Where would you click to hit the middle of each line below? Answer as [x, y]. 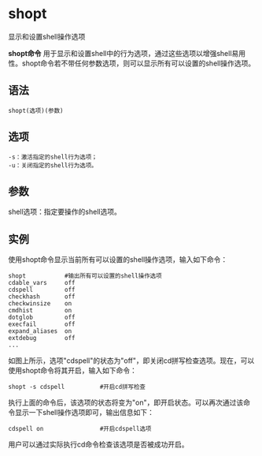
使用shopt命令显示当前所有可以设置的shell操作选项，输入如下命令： [118, 260]
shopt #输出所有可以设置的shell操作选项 [85, 276]
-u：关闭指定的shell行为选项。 [53, 165]
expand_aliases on [40, 331]
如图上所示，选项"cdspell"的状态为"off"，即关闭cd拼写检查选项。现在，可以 [131, 361]
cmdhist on [40, 311]
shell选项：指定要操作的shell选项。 [65, 212]
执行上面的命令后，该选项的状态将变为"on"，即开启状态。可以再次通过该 [126, 402]
